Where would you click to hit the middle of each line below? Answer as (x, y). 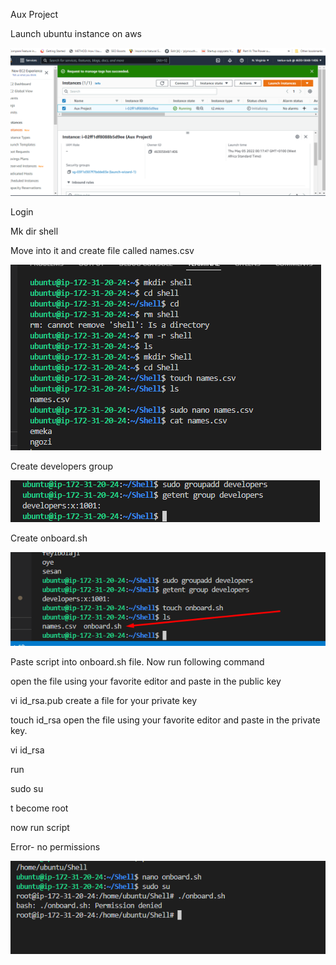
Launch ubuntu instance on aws (76, 33)
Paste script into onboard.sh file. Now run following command (137, 661)
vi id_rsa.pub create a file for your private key (104, 700)
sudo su (27, 788)
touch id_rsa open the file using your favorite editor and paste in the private (165, 720)
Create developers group (62, 466)
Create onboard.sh (49, 538)
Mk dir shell (34, 231)
